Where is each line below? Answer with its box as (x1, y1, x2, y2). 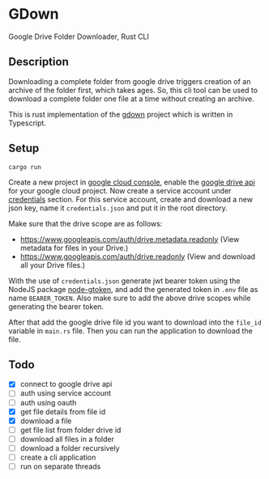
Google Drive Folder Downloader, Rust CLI (8, 32, 150, 41)
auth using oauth (19, 397, 77, 407)
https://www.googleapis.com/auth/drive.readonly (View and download (19, 252, 256, 261)
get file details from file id (19, 406, 106, 417)
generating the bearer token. (8, 301, 104, 312)
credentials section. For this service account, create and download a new (8, 194, 254, 204)
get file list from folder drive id (19, 425, 122, 434)
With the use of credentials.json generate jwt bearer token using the (8, 276, 241, 286)
